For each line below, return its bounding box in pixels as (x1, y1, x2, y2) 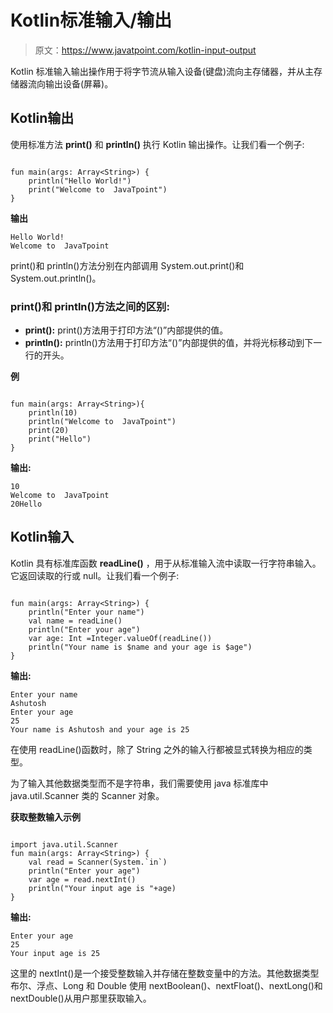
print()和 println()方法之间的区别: (10, 299, 170, 313)
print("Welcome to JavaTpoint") (28, 184, 168, 195)
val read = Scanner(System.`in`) (28, 857, 168, 867)
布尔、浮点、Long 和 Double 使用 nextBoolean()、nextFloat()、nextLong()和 (10, 979, 323, 991)
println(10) (28, 408, 78, 418)
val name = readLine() (28, 616, 123, 626)
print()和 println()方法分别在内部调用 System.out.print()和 (10, 259, 245, 271)
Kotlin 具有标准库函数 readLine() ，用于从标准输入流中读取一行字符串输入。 (10, 557, 322, 569)
